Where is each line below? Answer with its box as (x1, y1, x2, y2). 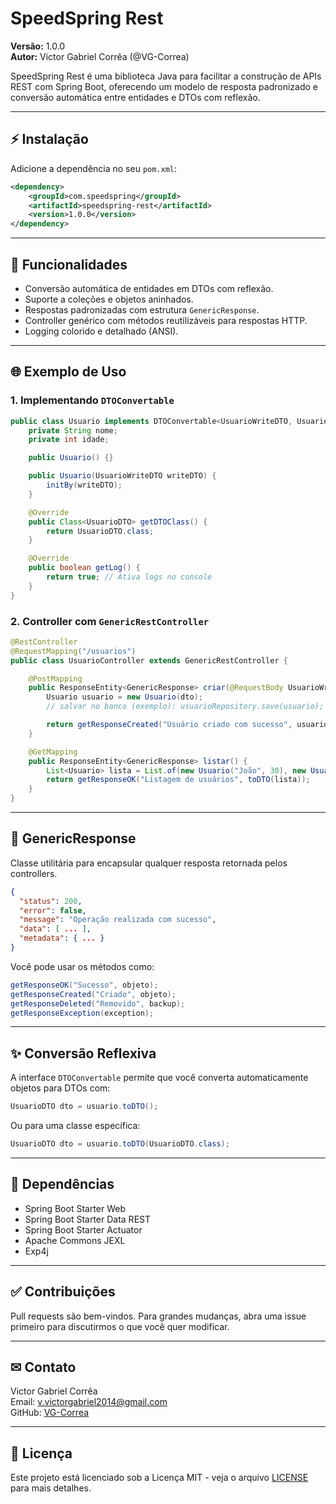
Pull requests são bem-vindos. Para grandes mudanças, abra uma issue (10, 1310, 307, 1322)
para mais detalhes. (10, 1482, 92, 1494)
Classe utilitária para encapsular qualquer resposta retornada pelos (10, 857, 288, 869)
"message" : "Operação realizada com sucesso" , (19, 915, 217, 925)
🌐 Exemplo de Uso (10, 363, 127, 381)
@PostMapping (28, 673, 83, 684)
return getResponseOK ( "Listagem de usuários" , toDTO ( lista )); (46, 775, 311, 785)
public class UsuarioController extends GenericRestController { (10, 655, 288, 666)
